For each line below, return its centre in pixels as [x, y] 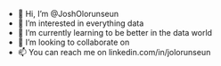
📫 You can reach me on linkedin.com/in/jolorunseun [114, 52]
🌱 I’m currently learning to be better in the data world [115, 33]
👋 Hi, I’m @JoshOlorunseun [68, 14]
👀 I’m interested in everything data [81, 23]
